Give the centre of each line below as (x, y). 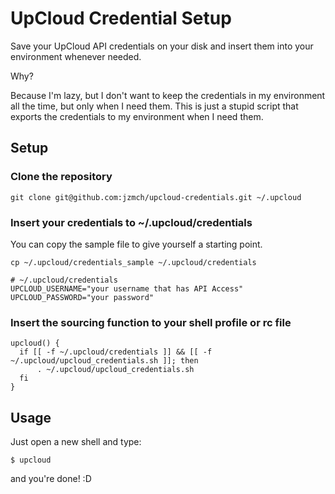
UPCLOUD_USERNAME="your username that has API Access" (127, 288)
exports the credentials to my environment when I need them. (137, 116)
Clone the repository (61, 177)
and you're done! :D (51, 479)
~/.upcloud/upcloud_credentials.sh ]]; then (104, 361)
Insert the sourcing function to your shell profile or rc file (151, 322)
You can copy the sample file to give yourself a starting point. (136, 244)
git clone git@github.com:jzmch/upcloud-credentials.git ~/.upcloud (156, 197)
